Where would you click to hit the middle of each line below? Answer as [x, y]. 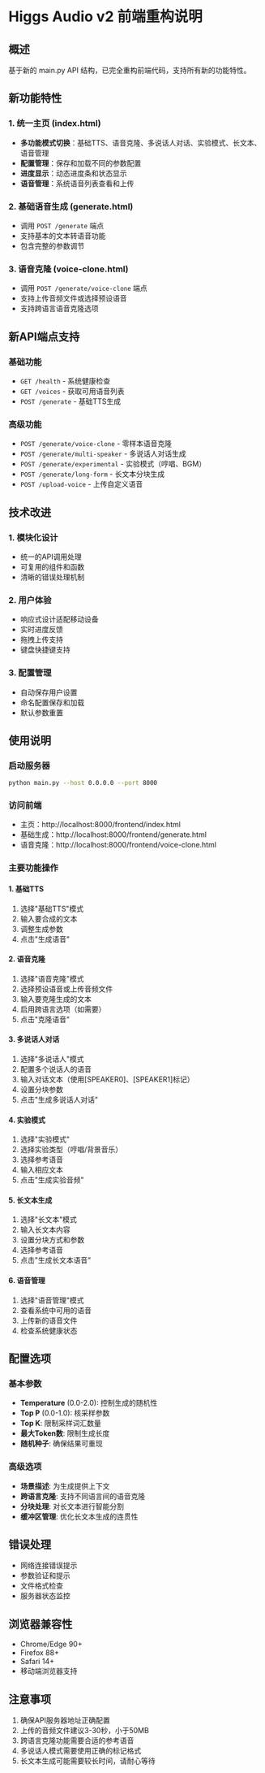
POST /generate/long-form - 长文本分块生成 [92, 474]
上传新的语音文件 [49, 1320]
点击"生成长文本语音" [56, 1260]
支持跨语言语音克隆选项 [59, 309]
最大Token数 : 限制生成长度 [65, 1433]
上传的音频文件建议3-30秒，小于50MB [85, 1730]
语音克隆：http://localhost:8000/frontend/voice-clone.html [118, 845]
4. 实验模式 [27, 1120]
